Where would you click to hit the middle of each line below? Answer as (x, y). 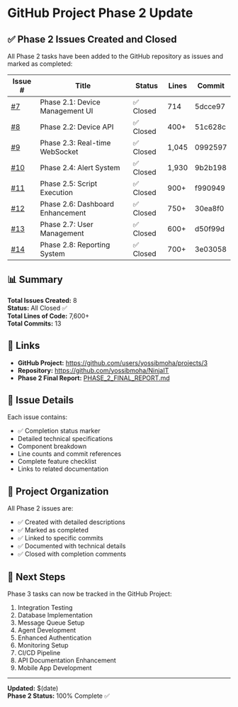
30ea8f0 (209, 208)
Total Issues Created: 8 (42, 300)
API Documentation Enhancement (67, 660)
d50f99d (210, 229)
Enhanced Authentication (55, 638)
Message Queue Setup (51, 623)
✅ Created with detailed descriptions (71, 522)
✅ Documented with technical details (72, 546)
